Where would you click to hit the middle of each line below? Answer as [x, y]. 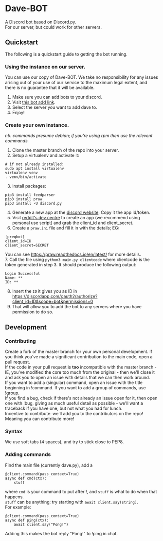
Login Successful [23, 274]
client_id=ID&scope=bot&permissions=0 [53, 301]
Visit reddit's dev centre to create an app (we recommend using [76, 218]
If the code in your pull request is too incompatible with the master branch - [81, 367]
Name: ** [14, 278]
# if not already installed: [35, 164]
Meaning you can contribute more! [40, 419]
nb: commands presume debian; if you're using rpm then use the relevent [79, 136]
